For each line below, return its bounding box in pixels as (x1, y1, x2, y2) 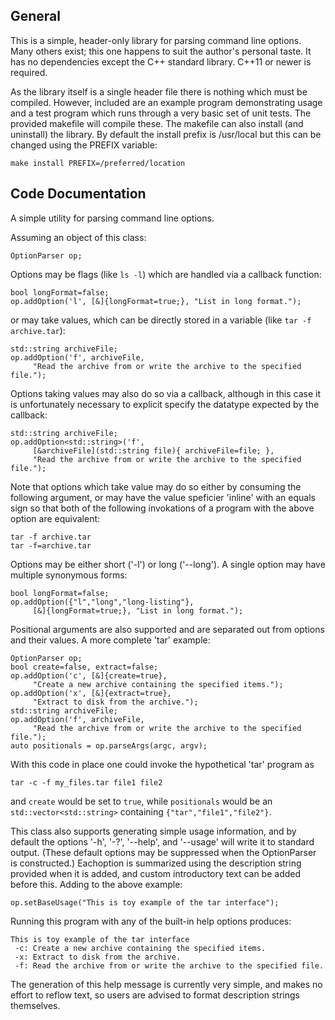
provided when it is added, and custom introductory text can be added (10, 867, 302, 879)
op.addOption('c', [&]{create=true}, (10, 670, 168, 681)
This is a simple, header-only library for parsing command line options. (10, 34, 302, 46)
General (10, 8, 62, 25)
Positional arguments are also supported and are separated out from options (10, 623, 325, 635)
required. (10, 66, 48, 78)
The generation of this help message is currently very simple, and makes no (10, 978, 323, 990)
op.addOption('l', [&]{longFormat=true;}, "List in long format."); (10, 296, 302, 306)
